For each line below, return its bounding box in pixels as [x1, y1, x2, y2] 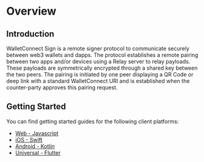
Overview [6, 4, 57, 18]
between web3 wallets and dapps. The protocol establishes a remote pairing [6, 51, 199, 59]
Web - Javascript [15, 130, 59, 137]
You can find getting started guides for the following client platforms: [6, 117, 179, 125]
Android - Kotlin [15, 142, 55, 150]
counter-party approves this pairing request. [6, 84, 118, 91]
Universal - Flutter [15, 149, 61, 156]
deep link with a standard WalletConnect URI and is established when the [6, 78, 190, 84]
